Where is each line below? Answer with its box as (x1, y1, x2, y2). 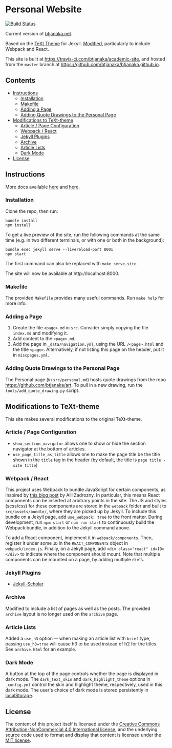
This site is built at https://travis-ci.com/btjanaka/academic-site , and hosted (5, 55, 165, 62)
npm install (5, 222, 31, 228)
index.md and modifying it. (12, 330, 68, 337)
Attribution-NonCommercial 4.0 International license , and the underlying (5, 726, 158, 733)
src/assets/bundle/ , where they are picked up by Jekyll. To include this (5, 508, 156, 515)
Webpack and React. (5, 46, 50, 52)
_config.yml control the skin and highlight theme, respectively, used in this (5, 681, 163, 688)
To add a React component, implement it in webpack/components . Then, (5, 535, 153, 541)
